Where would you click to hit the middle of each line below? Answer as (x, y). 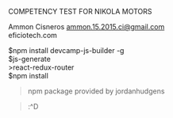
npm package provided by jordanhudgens (96, 91)
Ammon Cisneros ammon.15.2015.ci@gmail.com (86, 27)
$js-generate (30, 59)
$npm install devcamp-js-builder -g (66, 50)
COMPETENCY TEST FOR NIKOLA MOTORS (80, 11)
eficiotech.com (33, 35)
